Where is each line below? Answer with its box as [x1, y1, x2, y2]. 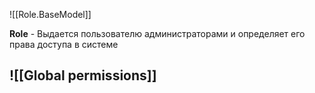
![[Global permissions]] [9, 67, 157, 84]
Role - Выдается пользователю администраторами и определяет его [9, 28, 306, 39]
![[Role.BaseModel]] [9, 9, 92, 20]
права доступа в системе [9, 39, 119, 50]
